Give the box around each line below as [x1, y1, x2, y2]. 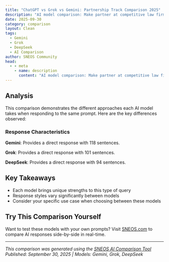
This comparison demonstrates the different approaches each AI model [5, 105, 153, 111]
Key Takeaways [5, 174, 56, 182]
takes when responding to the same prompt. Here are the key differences [5, 110, 157, 116]
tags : [5, 31, 17, 36]
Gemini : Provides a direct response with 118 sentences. [5, 140, 120, 146]
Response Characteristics [5, 128, 70, 135]
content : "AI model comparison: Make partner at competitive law [18, 73, 158, 78]
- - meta [10, 63, 28, 69]
